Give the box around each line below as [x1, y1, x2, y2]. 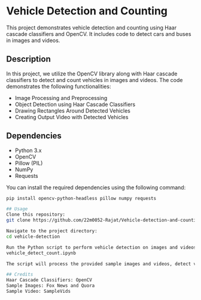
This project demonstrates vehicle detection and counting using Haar [6, 24, 177, 31]
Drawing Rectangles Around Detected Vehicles [14, 107, 130, 114]
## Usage [6, 206, 28, 212]
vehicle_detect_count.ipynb [6, 250, 77, 256]
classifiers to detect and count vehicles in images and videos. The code [6, 76, 183, 83]
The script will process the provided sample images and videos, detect [6, 260, 191, 267]
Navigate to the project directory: [6, 228, 98, 234]
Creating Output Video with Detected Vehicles [14, 113, 129, 120]
